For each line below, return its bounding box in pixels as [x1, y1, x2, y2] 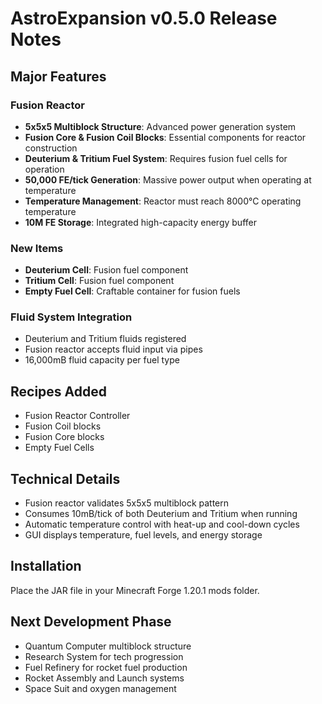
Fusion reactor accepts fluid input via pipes [24, 343, 203, 356]
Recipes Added [10, 383, 107, 400]
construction [24, 142, 78, 154]
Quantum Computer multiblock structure [24, 640, 192, 652]
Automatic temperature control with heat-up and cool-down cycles [24, 518, 300, 531]
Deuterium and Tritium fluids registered [24, 333, 187, 345]
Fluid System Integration [10, 310, 133, 324]
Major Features [10, 68, 107, 85]
